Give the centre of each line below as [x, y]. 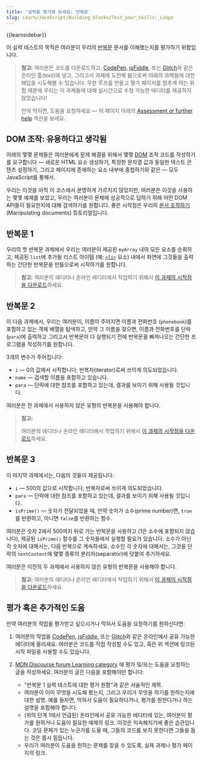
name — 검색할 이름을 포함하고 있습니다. [62, 377]
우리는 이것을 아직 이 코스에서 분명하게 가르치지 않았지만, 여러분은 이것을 [91, 190]
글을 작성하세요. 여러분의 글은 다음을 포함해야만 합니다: [79, 672]
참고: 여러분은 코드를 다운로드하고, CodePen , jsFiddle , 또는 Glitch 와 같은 [107, 68]
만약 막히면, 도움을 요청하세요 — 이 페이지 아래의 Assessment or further [107, 111]
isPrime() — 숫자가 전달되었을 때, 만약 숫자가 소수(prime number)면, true [103, 511]
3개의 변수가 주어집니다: [35, 357]
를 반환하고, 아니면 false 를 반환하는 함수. [64, 518]
